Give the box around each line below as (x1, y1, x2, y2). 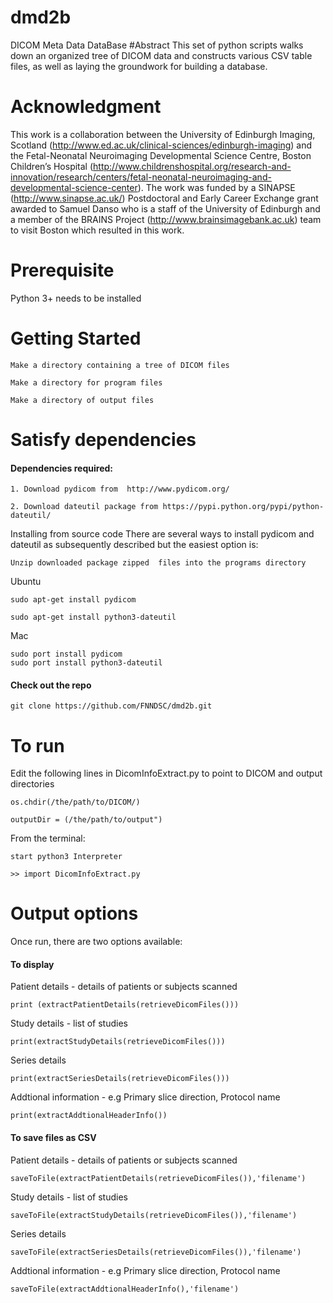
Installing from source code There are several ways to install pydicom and (10, 528, 315, 540)
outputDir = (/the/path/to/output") (10, 815, 163, 825)
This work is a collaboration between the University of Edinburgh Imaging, (10, 128, 316, 140)
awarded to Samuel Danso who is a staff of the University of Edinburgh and (10, 202, 321, 215)
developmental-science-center (10, 181, 138, 193)
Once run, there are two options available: (10, 936, 183, 948)
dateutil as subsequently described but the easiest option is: (10, 539, 259, 551)
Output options (10, 902, 139, 925)
